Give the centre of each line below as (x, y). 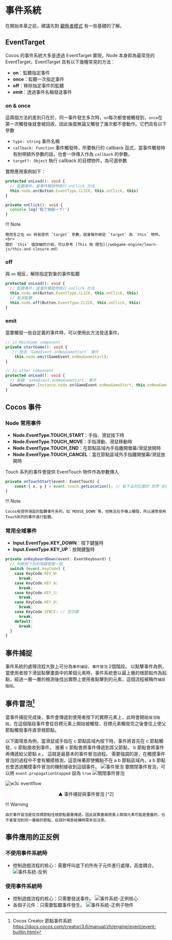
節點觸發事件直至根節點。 (32, 730)
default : (24, 621)
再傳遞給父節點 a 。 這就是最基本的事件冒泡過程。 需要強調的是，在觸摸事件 (85, 754)
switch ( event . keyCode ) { (38, 569)
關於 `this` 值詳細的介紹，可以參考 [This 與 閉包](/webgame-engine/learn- (82, 245)
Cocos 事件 (24, 407)
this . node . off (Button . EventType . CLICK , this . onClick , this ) (75, 303)
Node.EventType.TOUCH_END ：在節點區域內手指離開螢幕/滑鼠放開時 (87, 448)
